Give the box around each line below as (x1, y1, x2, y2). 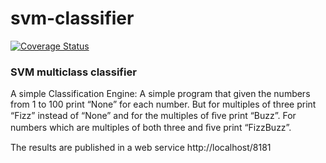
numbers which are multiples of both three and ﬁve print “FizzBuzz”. (10, 122, 292, 134)
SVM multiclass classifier (10, 65, 137, 79)
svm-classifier (10, 7, 135, 30)
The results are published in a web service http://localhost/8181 (10, 142, 272, 154)
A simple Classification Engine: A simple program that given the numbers (10, 88, 311, 100)
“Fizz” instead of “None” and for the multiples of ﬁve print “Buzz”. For (10, 110, 297, 122)
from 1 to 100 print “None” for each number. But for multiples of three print (10, 98, 317, 111)
